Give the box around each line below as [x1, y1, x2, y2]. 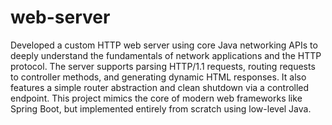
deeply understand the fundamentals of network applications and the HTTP [10, 49, 322, 61]
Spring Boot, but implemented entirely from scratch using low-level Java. [10, 102, 312, 115]
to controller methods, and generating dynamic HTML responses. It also [10, 71, 307, 83]
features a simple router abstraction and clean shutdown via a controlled [10, 81, 310, 93]
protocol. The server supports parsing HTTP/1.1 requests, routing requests [10, 60, 316, 72]
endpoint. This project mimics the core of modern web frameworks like [10, 92, 303, 104]
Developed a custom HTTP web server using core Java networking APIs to [10, 39, 318, 51]
